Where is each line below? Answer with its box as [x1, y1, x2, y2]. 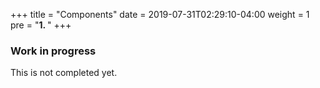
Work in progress [10, 44, 97, 58]
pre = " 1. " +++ [10, 19, 72, 31]
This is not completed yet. [10, 67, 118, 79]
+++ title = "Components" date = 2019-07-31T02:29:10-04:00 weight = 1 [10, 9, 310, 20]
